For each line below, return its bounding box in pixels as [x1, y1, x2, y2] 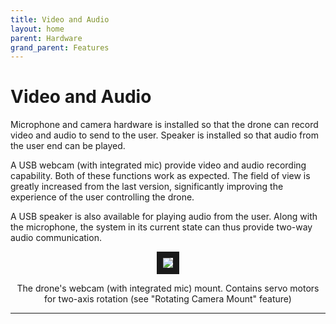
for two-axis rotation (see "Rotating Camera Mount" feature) [44, 293, 292, 305]
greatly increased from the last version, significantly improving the [10, 181, 284, 193]
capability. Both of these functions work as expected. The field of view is [10, 170, 311, 182]
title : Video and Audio [10, 14, 110, 25]
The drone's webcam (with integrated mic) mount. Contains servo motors [16, 282, 320, 295]
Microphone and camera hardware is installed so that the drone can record [10, 119, 319, 131]
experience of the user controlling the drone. [10, 191, 195, 203]
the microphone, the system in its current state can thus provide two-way [10, 221, 313, 233]
